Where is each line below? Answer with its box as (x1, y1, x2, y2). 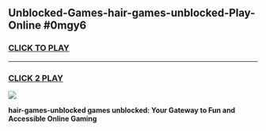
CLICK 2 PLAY (8, 72, 63, 83)
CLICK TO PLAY (8, 43, 70, 54)
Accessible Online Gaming (8, 114, 97, 123)
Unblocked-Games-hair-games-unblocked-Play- (8, 6, 256, 20)
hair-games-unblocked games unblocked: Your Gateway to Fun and (8, 105, 236, 114)
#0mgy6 (43, 19, 87, 33)
